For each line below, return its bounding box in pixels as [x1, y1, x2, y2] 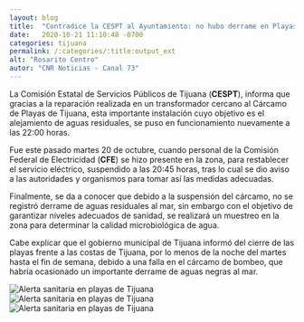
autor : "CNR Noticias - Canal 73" [9, 64, 140, 73]
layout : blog [9, 13, 59, 23]
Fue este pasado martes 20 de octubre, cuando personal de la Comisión [9, 144, 279, 155]
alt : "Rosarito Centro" [9, 55, 100, 64]
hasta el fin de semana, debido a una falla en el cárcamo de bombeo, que [9, 256, 283, 267]
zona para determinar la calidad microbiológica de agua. [9, 219, 220, 231]
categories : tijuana [9, 38, 88, 48]
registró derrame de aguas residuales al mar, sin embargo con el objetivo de [9, 200, 294, 211]
